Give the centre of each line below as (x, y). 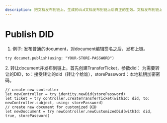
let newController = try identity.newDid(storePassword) (65, 94)
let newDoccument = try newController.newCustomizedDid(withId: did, (79, 111)
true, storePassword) (28, 116)
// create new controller (32, 90)
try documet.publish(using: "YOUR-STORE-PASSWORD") (60, 58)
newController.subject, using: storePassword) (54, 103)
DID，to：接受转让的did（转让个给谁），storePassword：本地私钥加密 (85, 74)
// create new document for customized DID (51, 107)
